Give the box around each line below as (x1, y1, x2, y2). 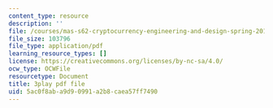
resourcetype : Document (8, 72, 89, 80)
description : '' (8, 19, 63, 28)
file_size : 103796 (8, 34, 71, 43)
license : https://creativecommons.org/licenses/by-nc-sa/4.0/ (8, 58, 223, 66)
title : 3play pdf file (8, 80, 85, 88)
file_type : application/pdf (8, 42, 104, 50)
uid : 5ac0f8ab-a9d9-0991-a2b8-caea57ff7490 (8, 87, 158, 96)
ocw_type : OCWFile (8, 65, 71, 73)
